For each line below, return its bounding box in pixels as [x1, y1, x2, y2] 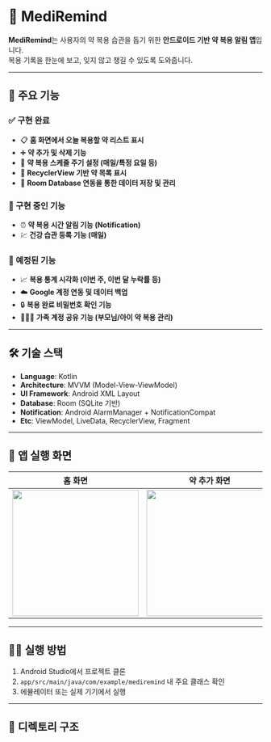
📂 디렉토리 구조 [8, 720, 79, 734]
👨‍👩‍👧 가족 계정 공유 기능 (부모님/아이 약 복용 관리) [19, 313, 173, 323]
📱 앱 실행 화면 [8, 449, 73, 463]
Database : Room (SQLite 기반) [19, 398, 121, 408]
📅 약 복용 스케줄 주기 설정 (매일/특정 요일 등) [19, 158, 158, 167]
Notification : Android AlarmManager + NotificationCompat [19, 407, 216, 417]
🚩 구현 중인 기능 [8, 200, 66, 211]
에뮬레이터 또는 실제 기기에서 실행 [19, 686, 127, 696]
